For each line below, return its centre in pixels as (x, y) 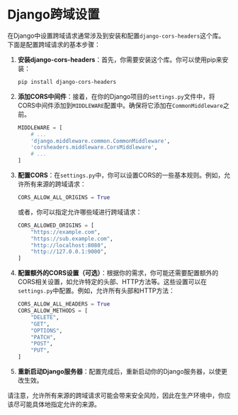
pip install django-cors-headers (67, 82)
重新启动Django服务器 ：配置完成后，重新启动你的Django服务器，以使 (119, 372)
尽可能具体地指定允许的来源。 (57, 404)
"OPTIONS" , (47, 330)
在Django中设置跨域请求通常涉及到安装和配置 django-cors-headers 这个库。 (116, 36)
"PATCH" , (44, 337)
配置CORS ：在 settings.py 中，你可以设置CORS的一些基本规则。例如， (121, 176)
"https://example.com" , (66, 232)
